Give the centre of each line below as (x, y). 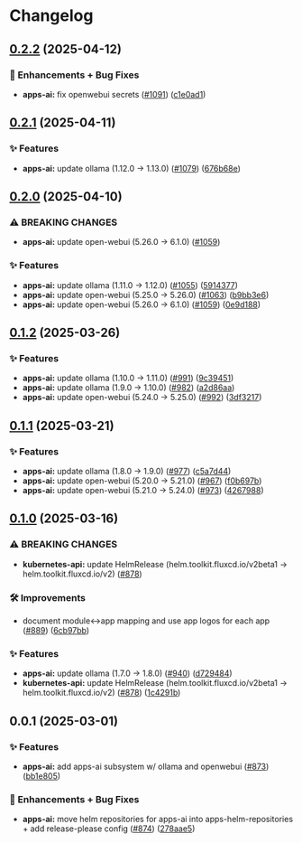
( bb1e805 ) (41, 776)
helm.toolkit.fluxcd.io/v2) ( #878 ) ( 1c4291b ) (101, 693)
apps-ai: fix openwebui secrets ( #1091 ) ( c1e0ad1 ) (114, 94)
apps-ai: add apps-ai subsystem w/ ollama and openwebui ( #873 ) (146, 766)
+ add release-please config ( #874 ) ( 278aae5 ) (109, 829)
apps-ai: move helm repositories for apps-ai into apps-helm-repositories (158, 820)
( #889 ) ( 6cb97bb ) (56, 630)
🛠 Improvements (47, 597)
